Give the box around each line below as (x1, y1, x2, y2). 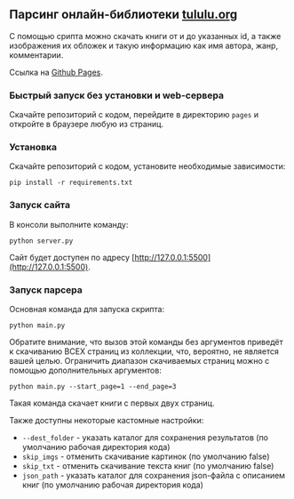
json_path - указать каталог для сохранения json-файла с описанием (21, 471, 286, 480)
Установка (9, 141, 58, 154)
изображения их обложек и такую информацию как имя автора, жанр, (9, 40, 278, 51)
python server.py (9, 236, 74, 245)
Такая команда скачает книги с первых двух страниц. (9, 398, 215, 408)
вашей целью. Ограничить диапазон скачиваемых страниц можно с (9, 356, 270, 366)
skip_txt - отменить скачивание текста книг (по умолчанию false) (21, 461, 274, 471)
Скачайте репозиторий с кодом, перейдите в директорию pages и (9, 109, 259, 120)
